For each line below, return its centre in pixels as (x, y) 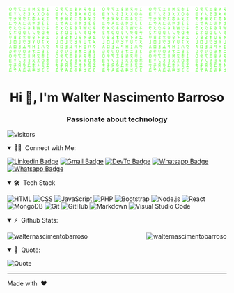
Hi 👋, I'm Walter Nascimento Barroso (117, 97)
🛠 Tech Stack (34, 183)
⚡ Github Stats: (36, 220)
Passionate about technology (117, 119)
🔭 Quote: (27, 250)
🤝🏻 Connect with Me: (45, 148)
